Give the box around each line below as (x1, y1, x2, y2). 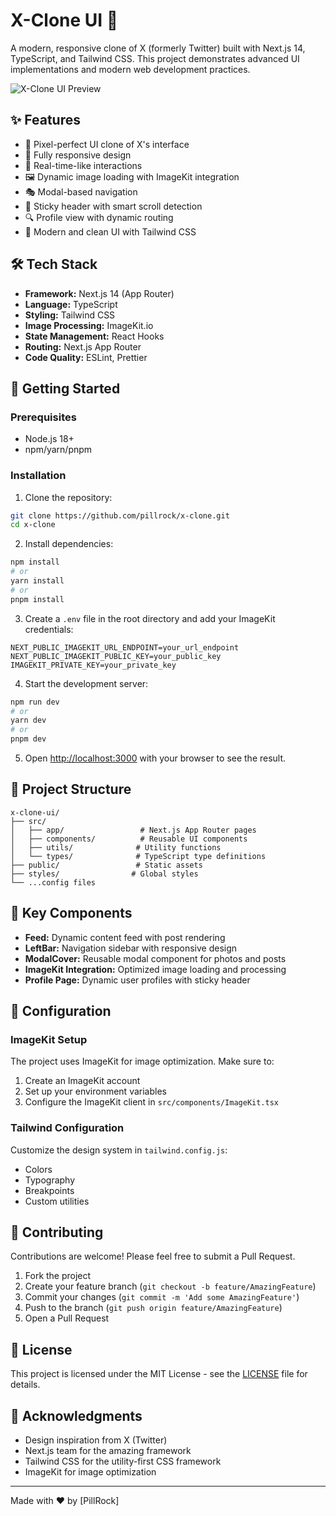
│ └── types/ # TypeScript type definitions (10, 851, 267, 861)
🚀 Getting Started (10, 380, 121, 397)
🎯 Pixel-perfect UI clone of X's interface (24, 138, 190, 150)
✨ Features (10, 112, 81, 129)
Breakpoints (24, 1184, 75, 1196)
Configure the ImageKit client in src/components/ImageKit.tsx (24, 1096, 280, 1108)
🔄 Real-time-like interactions (24, 159, 143, 171)
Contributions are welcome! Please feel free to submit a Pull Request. (10, 1250, 296, 1263)
